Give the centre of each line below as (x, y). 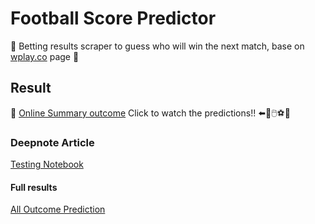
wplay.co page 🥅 (45, 56)
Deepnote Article (52, 142)
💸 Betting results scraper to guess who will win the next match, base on (157, 46)
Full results (34, 187)
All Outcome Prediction (58, 209)
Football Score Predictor (113, 18)
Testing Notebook (47, 164)
